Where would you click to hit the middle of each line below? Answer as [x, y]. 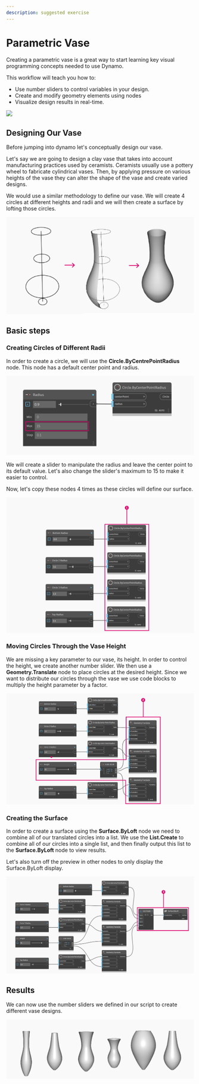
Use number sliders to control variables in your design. [82, 89]
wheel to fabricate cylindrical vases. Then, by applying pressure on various [98, 172]
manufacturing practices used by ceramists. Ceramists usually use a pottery [100, 165]
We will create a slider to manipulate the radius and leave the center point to [99, 465]
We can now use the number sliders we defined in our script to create [92, 1004]
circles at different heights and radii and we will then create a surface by [95, 202]
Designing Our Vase [44, 133]
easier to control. [27, 477]
